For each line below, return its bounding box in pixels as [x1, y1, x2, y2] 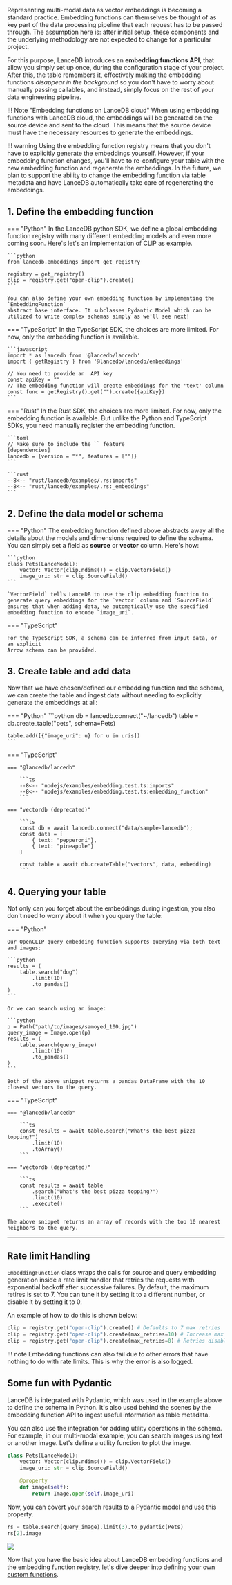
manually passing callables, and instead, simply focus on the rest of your [7, 86, 215, 93]
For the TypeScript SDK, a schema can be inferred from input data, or [7, 634, 217, 641]
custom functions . [7, 1570, 59, 1578]
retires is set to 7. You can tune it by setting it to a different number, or [7, 1291, 206, 1299]
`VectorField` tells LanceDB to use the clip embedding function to [7, 591, 209, 598]
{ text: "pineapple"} [32, 843, 95, 850]
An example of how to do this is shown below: [7, 1311, 138, 1320]
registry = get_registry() [7, 270, 85, 278]
